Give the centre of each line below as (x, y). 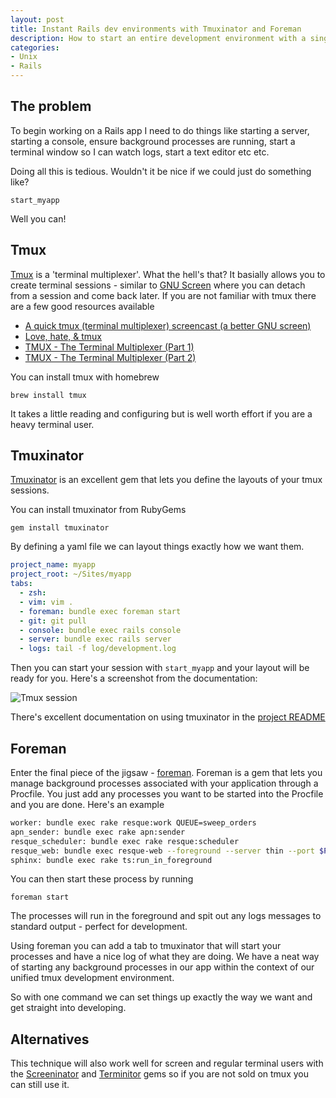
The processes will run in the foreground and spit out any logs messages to (166, 916)
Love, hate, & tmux (63, 336)
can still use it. (40, 1085)
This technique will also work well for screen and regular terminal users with (167, 1063)
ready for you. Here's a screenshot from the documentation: (134, 678)
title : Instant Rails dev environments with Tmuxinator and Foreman (156, 29)
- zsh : (33, 593)
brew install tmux (48, 395)
